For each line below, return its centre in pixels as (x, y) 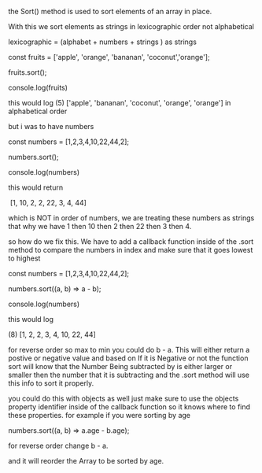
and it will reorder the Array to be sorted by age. (86, 461)
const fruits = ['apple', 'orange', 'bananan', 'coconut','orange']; (109, 57)
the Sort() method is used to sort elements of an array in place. (110, 11)
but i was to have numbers (51, 126)
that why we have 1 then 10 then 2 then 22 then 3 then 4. (100, 226)
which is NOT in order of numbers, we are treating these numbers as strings (131, 218)
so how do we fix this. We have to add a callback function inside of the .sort (131, 242)
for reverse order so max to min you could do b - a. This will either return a (129, 350)
